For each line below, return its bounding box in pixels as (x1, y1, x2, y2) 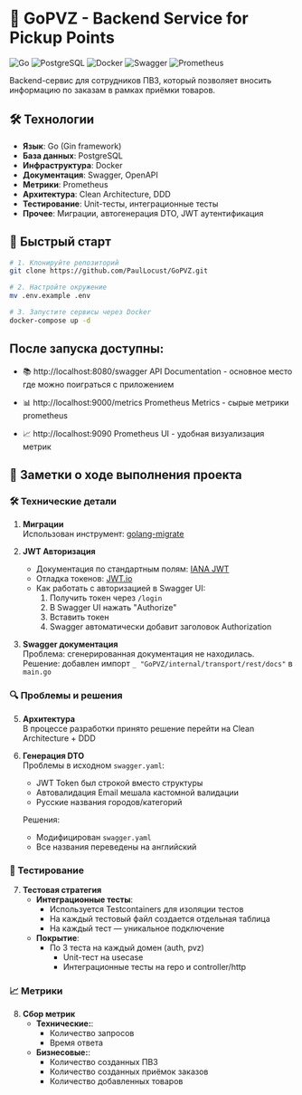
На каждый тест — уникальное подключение (49, 923, 225, 934)
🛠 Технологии (9, 112, 95, 128)
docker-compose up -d (9, 316, 91, 325)
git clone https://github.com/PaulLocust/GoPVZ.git (9, 266, 208, 275)
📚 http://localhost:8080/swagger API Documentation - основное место (22, 366, 293, 377)
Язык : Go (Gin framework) (22, 140, 122, 151)
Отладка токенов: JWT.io (35, 573, 133, 584)
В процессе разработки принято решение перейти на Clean (22, 723, 255, 734)
